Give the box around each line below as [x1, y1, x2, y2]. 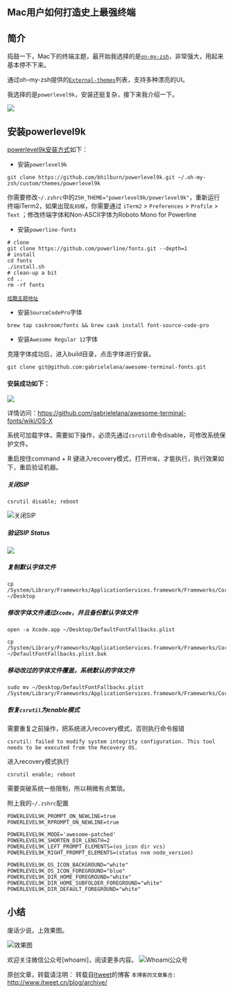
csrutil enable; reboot [7, 771, 76, 778]
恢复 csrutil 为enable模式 [7, 706, 80, 714]
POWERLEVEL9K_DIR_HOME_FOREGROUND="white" [7, 874, 132, 881]
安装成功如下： [7, 379, 50, 387]
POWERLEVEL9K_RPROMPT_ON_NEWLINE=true [7, 819, 119, 826]
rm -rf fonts [7, 282, 45, 289]
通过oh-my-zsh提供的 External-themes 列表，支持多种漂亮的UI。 [7, 76, 189, 84]
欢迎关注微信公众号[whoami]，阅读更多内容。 [7, 956, 137, 964]
